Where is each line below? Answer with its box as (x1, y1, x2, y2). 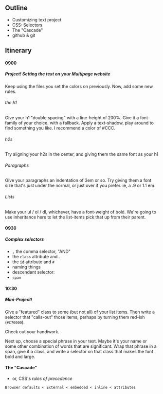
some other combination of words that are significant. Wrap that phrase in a (5, 343, 157, 349)
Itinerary (5, 46, 32, 55)
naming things (12, 264, 41, 270)
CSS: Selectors (12, 22, 43, 28)
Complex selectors (5, 236, 44, 242)
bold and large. (5, 354, 36, 359)
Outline (5, 4, 28, 12)
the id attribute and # (12, 259, 55, 265)
